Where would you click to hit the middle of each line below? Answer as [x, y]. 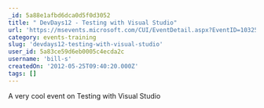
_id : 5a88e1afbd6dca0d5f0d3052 [59, 15]
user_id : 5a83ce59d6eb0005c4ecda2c [66, 52]
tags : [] [22, 74]
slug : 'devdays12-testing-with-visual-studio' [86, 45]
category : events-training [52, 37]
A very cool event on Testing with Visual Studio [84, 95]
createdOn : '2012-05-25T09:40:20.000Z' [73, 67]
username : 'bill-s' [40, 59]
